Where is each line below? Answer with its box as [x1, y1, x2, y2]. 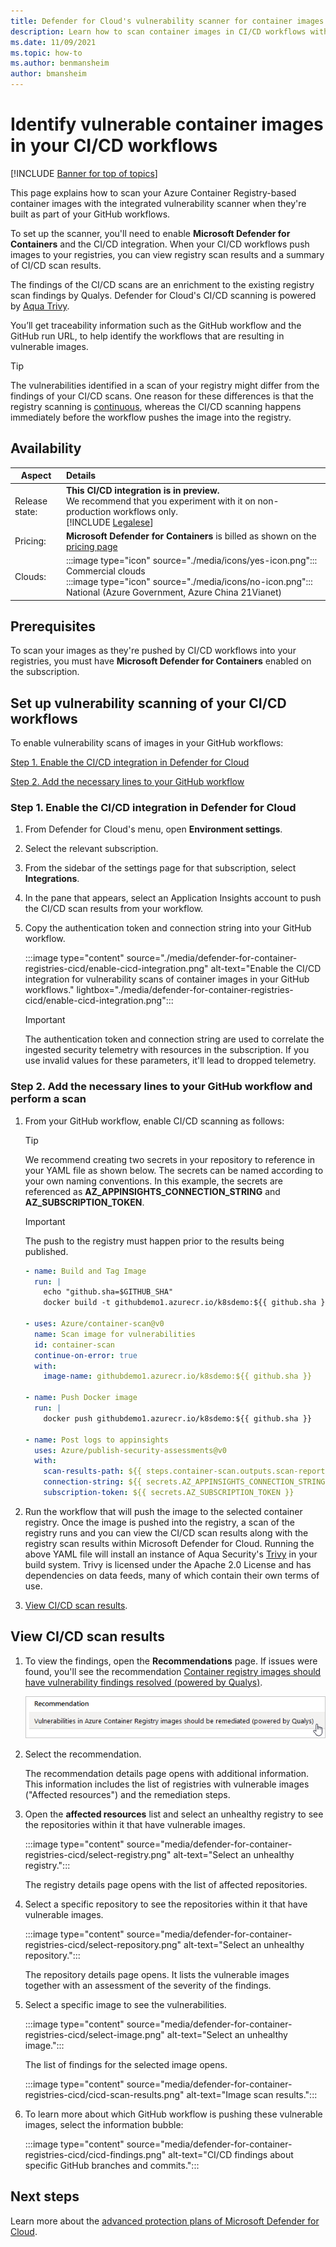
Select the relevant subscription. [24, 843, 159, 855]
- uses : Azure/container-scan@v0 [24, 1319, 165, 1329]
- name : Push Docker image [24, 1393, 138, 1403]
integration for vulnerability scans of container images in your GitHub [24, 973, 310, 985]
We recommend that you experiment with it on [65, 495, 256, 507]
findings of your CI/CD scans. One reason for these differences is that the [10, 390, 314, 402]
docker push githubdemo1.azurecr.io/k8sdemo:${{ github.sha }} [43, 1413, 312, 1424]
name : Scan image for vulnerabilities [34, 1329, 196, 1339]
